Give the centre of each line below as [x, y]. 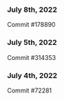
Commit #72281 [30, 90]
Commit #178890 [32, 25]
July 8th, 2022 [32, 10]
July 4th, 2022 [32, 75]
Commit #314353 [32, 57]
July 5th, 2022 [32, 43]
